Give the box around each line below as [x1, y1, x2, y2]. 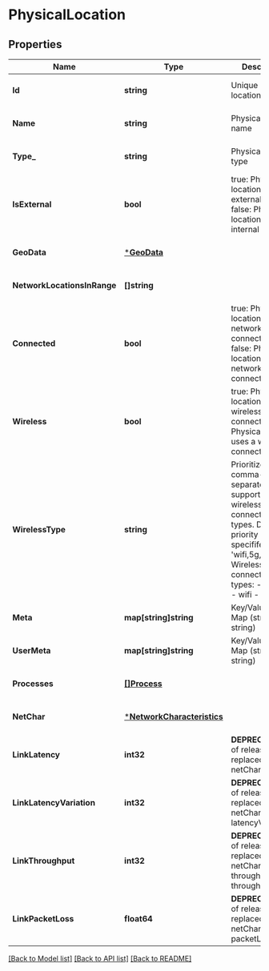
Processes [12, 678, 54, 689]
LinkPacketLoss [12, 913, 74, 924]
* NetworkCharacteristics [123, 711, 223, 722]
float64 [123, 913, 154, 924]
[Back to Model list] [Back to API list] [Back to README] [8, 954, 192, 963]
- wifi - [231, 589, 259, 600]
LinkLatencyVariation [12, 797, 96, 808]
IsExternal [12, 199, 52, 210]
